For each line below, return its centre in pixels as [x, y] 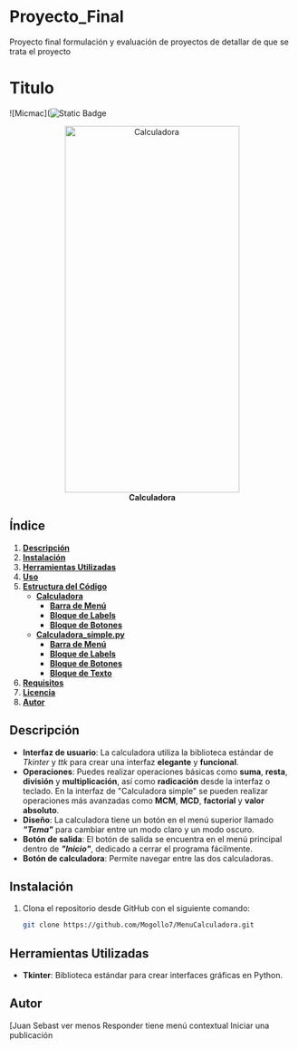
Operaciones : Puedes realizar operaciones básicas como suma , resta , [155, 772]
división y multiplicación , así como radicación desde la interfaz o [146, 781]
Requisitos [43, 683]
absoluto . [41, 810]
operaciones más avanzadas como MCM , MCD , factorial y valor [143, 801]
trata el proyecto [40, 51]
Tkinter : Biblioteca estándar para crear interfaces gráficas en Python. [153, 975]
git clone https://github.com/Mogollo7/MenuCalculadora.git [138, 925]
